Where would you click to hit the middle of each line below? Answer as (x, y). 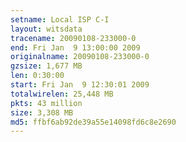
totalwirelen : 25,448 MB (62, 94)
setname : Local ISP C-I (60, 19)
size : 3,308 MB (42, 112)
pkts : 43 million (46, 103)
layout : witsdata (46, 29)
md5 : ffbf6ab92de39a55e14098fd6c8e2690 (93, 122)
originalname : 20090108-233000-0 (80, 57)
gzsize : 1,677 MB (46, 66)
